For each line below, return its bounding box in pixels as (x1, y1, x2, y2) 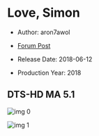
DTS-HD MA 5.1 (7, 89, 75, 100)
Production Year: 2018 (17, 68, 82, 77)
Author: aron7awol (17, 28, 70, 36)
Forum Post (17, 41, 51, 50)
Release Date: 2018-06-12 (17, 54, 93, 63)
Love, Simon (7, 5, 80, 21)
